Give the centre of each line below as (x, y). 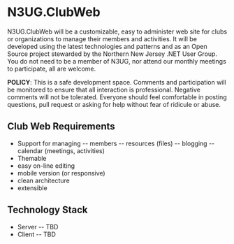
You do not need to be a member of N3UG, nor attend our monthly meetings (117, 61)
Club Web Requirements (61, 127)
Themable (32, 158)
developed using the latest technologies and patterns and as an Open (107, 46)
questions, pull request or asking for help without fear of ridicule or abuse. (114, 104)
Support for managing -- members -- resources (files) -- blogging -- (116, 143)
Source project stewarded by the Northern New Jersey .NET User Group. (112, 54)
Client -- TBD (36, 234)
